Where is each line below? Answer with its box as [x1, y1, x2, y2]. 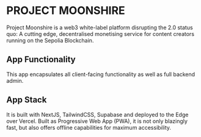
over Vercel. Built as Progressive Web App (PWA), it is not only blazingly [6, 117, 188, 125]
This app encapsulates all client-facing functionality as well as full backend [6, 71, 196, 78]
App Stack [6, 95, 47, 105]
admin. [6, 77, 24, 84]
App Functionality [6, 54, 76, 65]
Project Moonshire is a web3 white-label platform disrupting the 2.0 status [6, 24, 194, 31]
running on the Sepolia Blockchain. [6, 37, 94, 44]
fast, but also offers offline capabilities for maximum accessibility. [6, 124, 172, 131]
